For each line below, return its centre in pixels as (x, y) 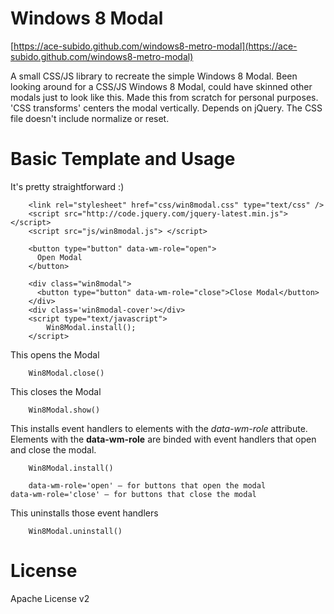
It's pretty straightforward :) (67, 186)
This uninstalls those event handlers (84, 513)
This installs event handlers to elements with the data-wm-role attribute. (159, 428)
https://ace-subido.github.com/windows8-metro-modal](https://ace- (155, 46)
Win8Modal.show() (64, 410)
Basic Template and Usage (123, 159)
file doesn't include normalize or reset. (90, 118)
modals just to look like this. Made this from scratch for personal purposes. (164, 97)
